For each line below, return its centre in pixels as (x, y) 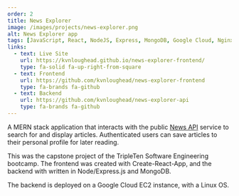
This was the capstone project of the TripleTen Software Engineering (108, 156)
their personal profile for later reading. (63, 142)
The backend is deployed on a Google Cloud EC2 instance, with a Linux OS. (118, 185)
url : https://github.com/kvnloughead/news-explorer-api (105, 100)
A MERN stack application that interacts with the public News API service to (118, 127)
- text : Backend (38, 93)
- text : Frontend (39, 73)
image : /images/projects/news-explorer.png (73, 27)
